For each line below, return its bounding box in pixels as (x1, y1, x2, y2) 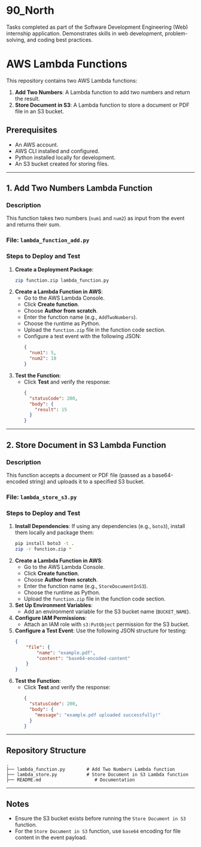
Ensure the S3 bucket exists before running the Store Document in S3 (14, 815, 187, 822)
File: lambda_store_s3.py (6, 493, 77, 501)
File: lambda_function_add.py (6, 236, 90, 245)
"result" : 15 (35, 406, 68, 412)
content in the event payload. (14, 834, 87, 841)
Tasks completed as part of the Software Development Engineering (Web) (6, 23, 188, 31)
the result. (14, 95, 40, 102)
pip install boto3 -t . (14, 541, 75, 547)
